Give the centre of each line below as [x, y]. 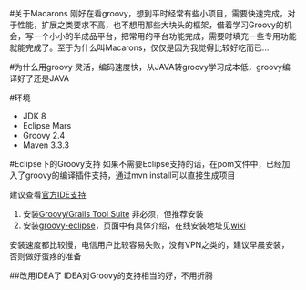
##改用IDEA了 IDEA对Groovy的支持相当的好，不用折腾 [112, 275]
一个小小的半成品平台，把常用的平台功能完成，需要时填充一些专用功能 [165, 36]
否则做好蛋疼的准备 [46, 256]
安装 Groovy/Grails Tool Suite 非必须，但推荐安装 [113, 214]
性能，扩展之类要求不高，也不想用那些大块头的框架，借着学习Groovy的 [150, 25]
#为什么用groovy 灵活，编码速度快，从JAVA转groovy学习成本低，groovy [146, 67]
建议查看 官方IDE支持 [48, 195]
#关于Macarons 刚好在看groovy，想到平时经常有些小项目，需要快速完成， [149, 13]
